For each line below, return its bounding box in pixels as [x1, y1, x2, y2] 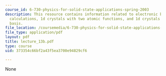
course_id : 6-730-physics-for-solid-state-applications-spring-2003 [5, 7, 149, 12]
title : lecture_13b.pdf [5, 39, 54, 44]
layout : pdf [5, 35, 30, 40]
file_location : [5, 25, 37, 30]
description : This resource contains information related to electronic [5, 12, 158, 17]
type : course [5, 44, 32, 49]
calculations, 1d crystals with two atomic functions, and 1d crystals [9, 16, 161, 21]
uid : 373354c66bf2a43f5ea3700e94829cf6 [5, 48, 87, 53]
